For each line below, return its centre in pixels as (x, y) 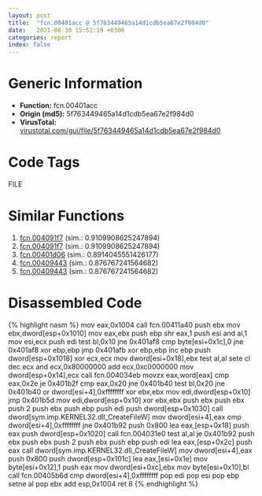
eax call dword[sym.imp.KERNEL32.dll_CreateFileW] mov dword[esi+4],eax (130, 450)
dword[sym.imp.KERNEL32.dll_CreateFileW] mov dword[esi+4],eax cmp (125, 416)
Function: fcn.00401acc (59, 105)
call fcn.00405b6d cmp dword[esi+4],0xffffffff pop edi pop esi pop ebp (124, 475)
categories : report (40, 37)
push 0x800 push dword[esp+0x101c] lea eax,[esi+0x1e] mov (108, 458)
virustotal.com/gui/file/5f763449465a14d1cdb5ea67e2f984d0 (120, 131)
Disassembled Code (75, 303)
